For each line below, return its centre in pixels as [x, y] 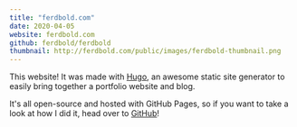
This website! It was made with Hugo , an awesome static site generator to [147, 77]
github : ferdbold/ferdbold [60, 43]
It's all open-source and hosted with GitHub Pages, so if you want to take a [149, 104]
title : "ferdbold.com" [52, 18]
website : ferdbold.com [52, 34]
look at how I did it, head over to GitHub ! [85, 113]
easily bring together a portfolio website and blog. [102, 86]
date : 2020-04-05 [42, 26]
